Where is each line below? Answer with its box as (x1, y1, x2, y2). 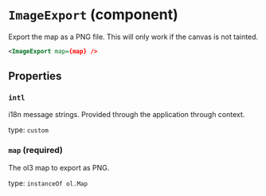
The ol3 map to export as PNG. (8, 163, 110, 172)
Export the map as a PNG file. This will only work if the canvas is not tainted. (8, 32, 259, 41)
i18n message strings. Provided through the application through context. (8, 109, 245, 119)
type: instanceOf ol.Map (8, 178, 88, 188)
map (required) (8, 145, 64, 156)
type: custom (8, 125, 49, 135)
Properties (8, 69, 62, 83)
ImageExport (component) (8, 6, 179, 24)
